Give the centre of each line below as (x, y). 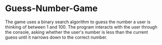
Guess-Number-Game (52, 8)
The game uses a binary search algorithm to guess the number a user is (78, 22)
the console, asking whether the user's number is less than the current (77, 32)
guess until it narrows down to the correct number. (56, 37)
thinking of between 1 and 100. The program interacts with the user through (81, 27)
